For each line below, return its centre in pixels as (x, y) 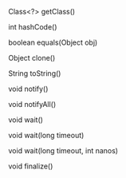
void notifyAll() (32, 104)
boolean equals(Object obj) (53, 42)
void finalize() (31, 166)
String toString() (35, 73)
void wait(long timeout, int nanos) (63, 150)
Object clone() (32, 58)
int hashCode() (33, 27)
